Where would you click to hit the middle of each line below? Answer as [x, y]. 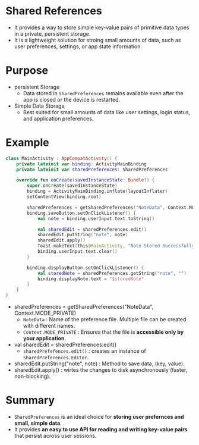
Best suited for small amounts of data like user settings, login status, [107, 112]
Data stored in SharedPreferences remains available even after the [103, 93]
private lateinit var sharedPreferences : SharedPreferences [92, 170]
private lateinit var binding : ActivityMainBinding [81, 164]
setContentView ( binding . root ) [64, 197]
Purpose [27, 70]
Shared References [54, 11]
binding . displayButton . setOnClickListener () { [86, 268]
